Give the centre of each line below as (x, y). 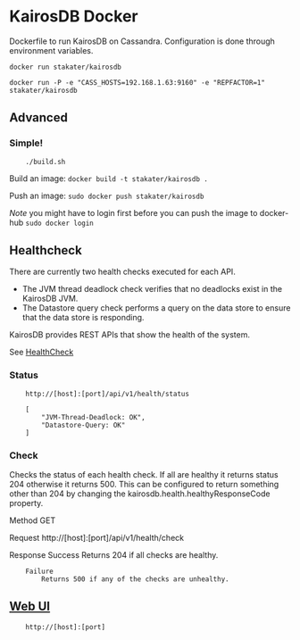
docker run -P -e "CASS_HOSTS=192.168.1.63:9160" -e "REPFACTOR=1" (137, 82)
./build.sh (46, 162)
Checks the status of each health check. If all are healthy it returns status (144, 475)
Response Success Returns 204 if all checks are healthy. (114, 555)
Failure (39, 572)
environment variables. (51, 50)
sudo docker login (59, 223)
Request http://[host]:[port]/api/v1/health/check (97, 538)
